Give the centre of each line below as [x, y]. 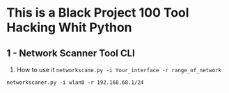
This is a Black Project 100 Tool [98, 13]
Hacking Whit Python [70, 27]
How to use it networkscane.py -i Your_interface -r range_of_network [119, 70]
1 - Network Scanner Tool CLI [71, 53]
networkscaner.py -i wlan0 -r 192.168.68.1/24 [75, 83]
